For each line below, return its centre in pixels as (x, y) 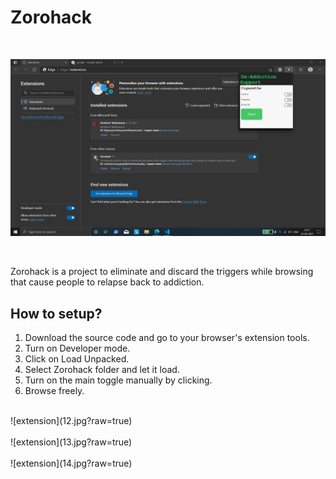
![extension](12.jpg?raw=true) (71, 421)
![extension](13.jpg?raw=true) (71, 442)
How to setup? (56, 313)
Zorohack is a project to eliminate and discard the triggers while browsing (162, 272)
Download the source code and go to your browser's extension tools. (167, 338)
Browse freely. (54, 391)
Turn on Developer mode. (77, 348)
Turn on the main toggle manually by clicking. (118, 380)
